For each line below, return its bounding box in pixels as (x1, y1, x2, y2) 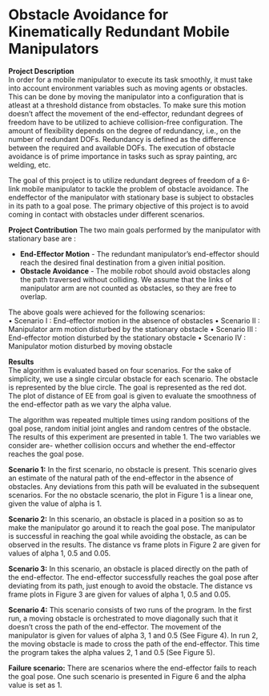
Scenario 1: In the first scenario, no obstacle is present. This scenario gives (8, 464, 258, 474)
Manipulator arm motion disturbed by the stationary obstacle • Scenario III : (8, 324, 258, 334)
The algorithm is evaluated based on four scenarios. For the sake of (8, 365, 232, 374)
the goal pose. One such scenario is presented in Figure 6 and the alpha (8, 671, 247, 681)
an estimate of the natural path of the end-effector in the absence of (8, 473, 234, 483)
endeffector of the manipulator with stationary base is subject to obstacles (8, 192, 255, 202)
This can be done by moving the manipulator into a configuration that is (8, 91, 244, 101)
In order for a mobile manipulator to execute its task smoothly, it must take (8, 75, 253, 84)
